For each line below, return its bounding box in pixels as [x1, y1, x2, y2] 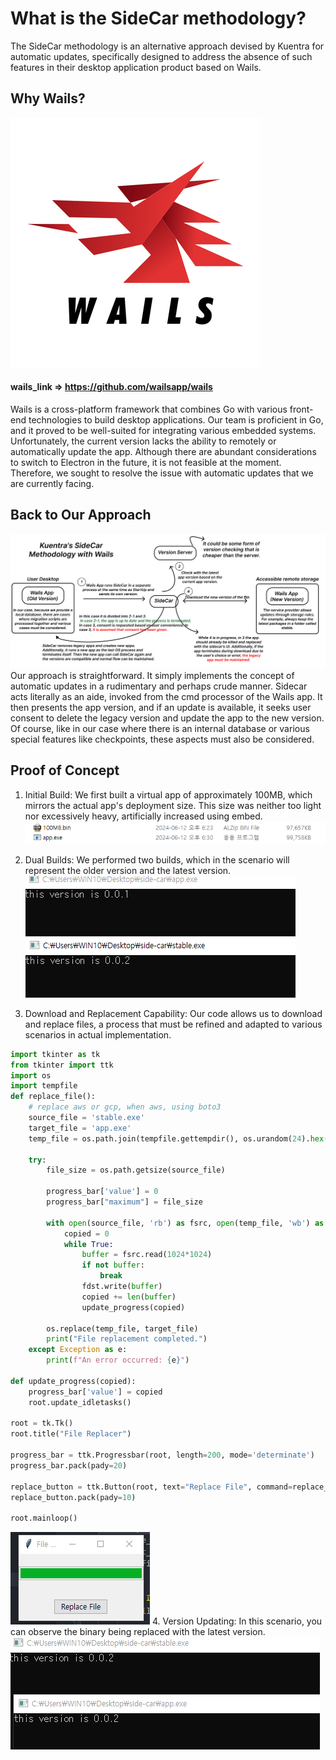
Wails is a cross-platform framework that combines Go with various [10, 403, 288, 415]
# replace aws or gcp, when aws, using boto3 [28, 1102, 222, 1112]
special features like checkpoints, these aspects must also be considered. [10, 733, 315, 745]
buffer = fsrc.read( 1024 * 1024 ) [81, 1250, 213, 1260]
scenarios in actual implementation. [24, 1028, 172, 1041]
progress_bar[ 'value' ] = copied [28, 1387, 163, 1397]
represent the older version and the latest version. [24, 864, 232, 876]
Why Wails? [10, 90, 86, 107]
